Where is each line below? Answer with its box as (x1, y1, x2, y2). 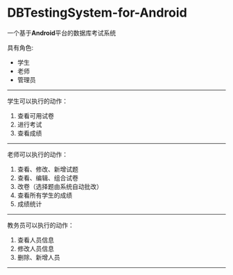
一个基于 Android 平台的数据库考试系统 (7, 28, 116, 37)
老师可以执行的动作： (7, 150, 68, 158)
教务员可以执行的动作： (7, 221, 74, 229)
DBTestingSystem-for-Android (7, 5, 187, 21)
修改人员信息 (17, 244, 54, 253)
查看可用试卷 (17, 111, 54, 119)
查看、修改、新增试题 (17, 165, 78, 173)
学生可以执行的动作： (7, 97, 68, 105)
